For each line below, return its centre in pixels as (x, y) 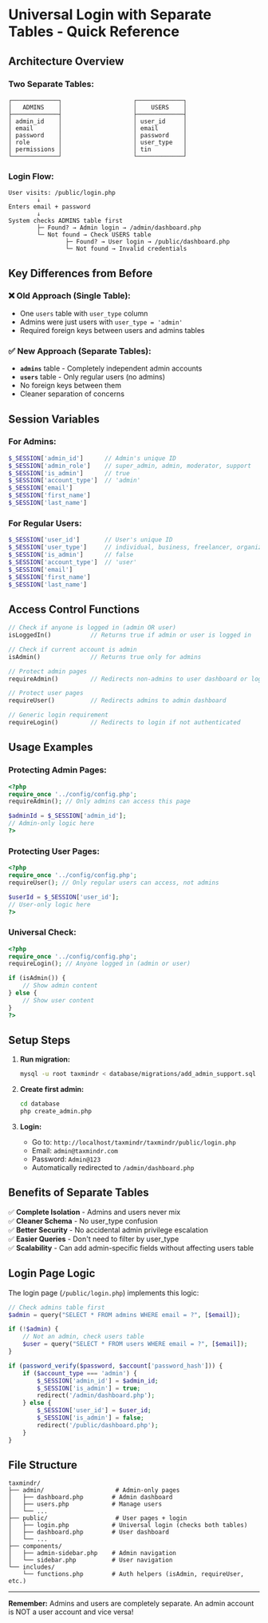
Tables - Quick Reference (94, 32)
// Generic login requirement (59, 715)
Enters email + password (49, 207)
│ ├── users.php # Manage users (85, 1504)
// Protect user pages (46, 693)
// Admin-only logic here (51, 823)
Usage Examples (51, 747)
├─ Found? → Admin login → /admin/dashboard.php (119, 228)
